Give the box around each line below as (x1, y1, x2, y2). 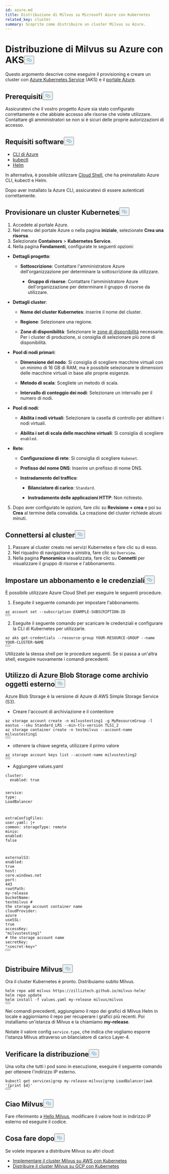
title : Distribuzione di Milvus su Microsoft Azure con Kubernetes (5, 12, 151, 17)
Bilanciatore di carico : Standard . (27, 484, 95, 491)
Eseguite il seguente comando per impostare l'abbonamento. (12, 600, 140, 606)
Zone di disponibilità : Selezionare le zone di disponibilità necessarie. (20, 329, 164, 335)
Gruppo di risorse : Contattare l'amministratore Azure (27, 278, 139, 284)
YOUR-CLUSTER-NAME (5, 640, 44, 645)
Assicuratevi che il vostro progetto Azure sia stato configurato (5, 106, 135, 112)
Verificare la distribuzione (5, 1050, 89, 1059)
